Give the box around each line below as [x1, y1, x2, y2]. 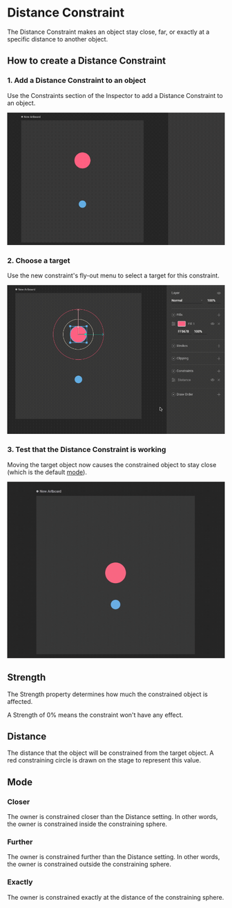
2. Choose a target [7, 255, 70, 265]
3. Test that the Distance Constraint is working [7, 445, 166, 455]
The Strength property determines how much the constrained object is [7, 690, 209, 698]
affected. [7, 697, 33, 705]
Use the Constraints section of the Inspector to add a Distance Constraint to [7, 91, 223, 99]
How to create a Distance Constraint [7, 55, 166, 67]
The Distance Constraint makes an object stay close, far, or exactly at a [7, 28, 210, 36]
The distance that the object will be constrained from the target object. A [7, 749, 214, 757]
